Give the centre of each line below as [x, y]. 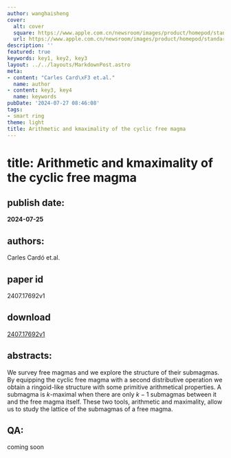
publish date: [36, 203]
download [29, 318]
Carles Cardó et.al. [34, 258]
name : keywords [35, 97]
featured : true [29, 52]
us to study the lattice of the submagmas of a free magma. [90, 409]
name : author [32, 84]
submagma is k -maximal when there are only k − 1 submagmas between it [112, 394]
